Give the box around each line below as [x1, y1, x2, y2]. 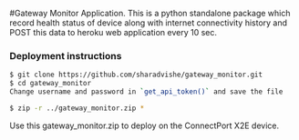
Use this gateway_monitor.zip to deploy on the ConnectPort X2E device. [9, 120, 280, 131]
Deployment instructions [9, 49, 122, 62]
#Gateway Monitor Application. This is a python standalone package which [9, 8, 291, 18]
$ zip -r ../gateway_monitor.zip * [9, 104, 145, 113]
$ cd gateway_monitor [9, 79, 92, 88]
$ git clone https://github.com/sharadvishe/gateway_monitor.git [9, 70, 263, 80]
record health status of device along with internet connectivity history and [9, 17, 288, 28]
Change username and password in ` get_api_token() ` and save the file [9, 87, 284, 96]
